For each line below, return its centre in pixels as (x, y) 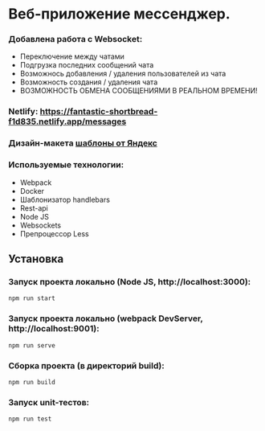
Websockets (41, 225)
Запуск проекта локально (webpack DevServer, (106, 318)
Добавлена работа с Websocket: (75, 39)
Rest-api (34, 208)
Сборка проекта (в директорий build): (86, 365)
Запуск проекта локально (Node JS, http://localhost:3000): (130, 281)
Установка (36, 259)
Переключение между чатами (72, 56)
